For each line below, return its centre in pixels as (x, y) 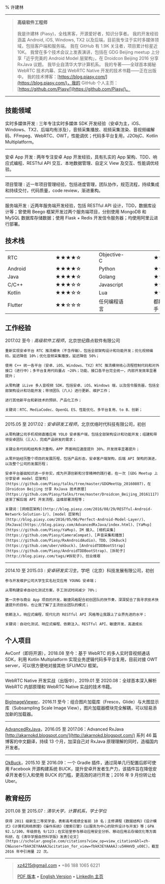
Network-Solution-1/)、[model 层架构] (43, 515)
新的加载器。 (22, 714)
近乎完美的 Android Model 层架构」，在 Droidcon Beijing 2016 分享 (92, 58)
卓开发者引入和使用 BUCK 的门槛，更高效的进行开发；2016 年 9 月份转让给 (81, 775)
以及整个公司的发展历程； (27, 464)
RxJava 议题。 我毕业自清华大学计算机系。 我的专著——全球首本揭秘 (86, 64)
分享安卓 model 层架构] (27, 479)
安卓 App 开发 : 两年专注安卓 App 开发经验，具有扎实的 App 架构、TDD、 (79, 157)
